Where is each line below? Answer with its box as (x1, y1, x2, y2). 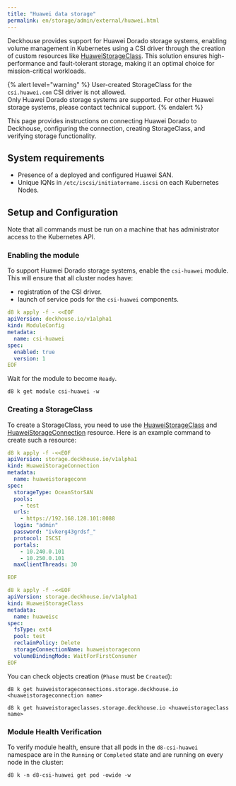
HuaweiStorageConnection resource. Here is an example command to (7, 428, 211, 436)
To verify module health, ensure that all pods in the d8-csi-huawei (7, 743, 199, 751)
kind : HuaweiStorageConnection (7, 462, 100, 469)
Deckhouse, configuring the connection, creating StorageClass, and (7, 124, 206, 132)
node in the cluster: (7, 758, 64, 767)
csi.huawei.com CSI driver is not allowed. (7, 88, 126, 96)
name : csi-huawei (13, 335, 65, 342)
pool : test (13, 633, 46, 640)
